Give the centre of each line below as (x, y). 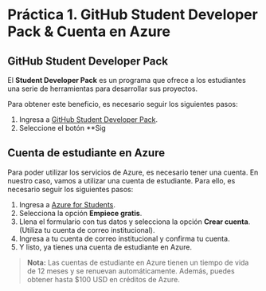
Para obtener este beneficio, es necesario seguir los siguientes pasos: (123, 104)
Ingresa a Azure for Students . (67, 204)
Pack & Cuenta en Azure (89, 31)
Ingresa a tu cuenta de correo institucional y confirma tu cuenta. (124, 238)
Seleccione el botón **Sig (63, 128)
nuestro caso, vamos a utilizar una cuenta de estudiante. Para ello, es (121, 180)
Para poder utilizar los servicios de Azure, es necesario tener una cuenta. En (133, 172)
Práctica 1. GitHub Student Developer (133, 15)
